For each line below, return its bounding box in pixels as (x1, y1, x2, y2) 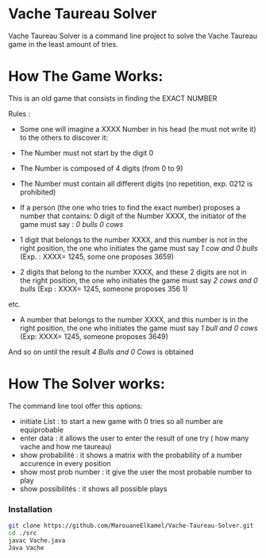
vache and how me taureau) (19, 441, 113, 451)
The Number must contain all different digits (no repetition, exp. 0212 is (19, 179, 253, 188)
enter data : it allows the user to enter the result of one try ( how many (19, 433, 249, 443)
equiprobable (19, 425, 64, 434)
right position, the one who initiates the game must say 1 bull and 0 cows (19, 323, 258, 333)
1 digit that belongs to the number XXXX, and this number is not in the (19, 235, 248, 244)
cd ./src (8, 529, 37, 537)
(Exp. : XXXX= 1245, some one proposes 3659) (19, 252, 175, 261)
